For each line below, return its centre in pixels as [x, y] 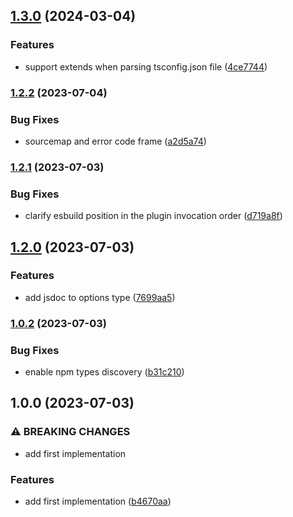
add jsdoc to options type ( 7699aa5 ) [100, 297]
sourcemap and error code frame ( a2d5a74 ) [115, 141]
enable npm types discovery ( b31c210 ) [104, 372]
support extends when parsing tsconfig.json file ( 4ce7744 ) [146, 66]
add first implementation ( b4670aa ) [98, 501]
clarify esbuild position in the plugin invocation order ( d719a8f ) [153, 216]
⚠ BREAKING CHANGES [70, 432]
